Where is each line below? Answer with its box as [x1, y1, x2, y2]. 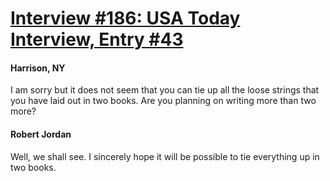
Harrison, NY [10, 62, 66, 74]
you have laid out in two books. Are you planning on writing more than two [10, 95, 317, 107]
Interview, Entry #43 [10, 28, 184, 51]
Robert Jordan [10, 128, 72, 140]
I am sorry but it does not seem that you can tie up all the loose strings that [10, 84, 320, 96]
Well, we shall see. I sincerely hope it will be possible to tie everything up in [10, 150, 320, 162]
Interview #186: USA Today [10, 7, 241, 30]
